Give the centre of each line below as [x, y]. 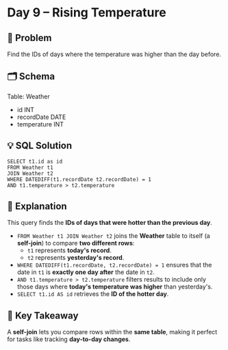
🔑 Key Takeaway [43, 315]
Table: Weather [28, 96]
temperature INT [40, 124]
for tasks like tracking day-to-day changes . [69, 339]
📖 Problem [29, 38]
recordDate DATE [41, 117]
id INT [26, 109]
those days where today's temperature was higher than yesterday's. [115, 287]
